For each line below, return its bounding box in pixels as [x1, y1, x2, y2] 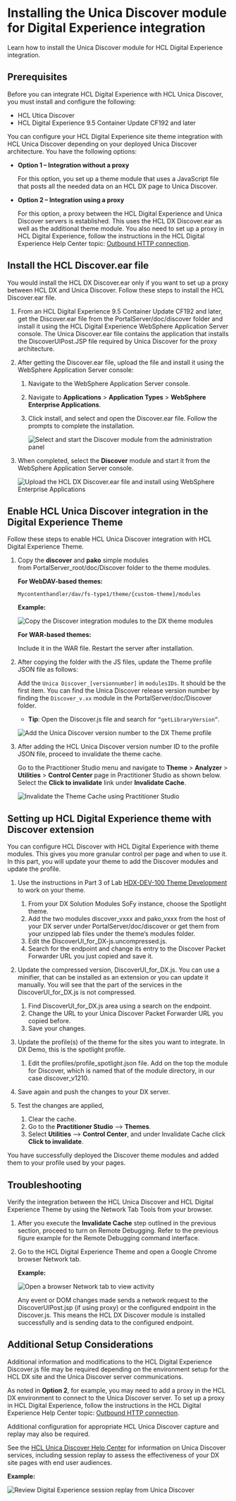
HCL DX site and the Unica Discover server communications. [7, 1372, 184, 1380]
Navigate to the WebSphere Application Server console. [27, 379, 190, 388]
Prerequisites [7, 71, 68, 83]
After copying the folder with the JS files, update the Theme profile [17, 657, 212, 667]
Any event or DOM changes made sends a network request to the [17, 1296, 209, 1304]
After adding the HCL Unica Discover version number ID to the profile [17, 742, 219, 751]
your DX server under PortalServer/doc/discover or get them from [27, 922, 220, 931]
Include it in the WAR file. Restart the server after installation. [17, 644, 194, 653]
